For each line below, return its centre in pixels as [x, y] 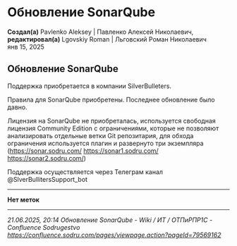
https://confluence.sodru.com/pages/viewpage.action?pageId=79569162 [114, 235]
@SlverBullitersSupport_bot [48, 179]
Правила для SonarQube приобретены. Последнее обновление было [111, 99]
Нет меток [24, 199]
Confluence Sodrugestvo [44, 227]
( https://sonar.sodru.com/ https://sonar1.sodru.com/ [83, 150]
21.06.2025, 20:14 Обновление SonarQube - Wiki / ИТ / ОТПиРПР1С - [110, 220]
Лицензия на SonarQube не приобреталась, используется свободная [112, 121]
